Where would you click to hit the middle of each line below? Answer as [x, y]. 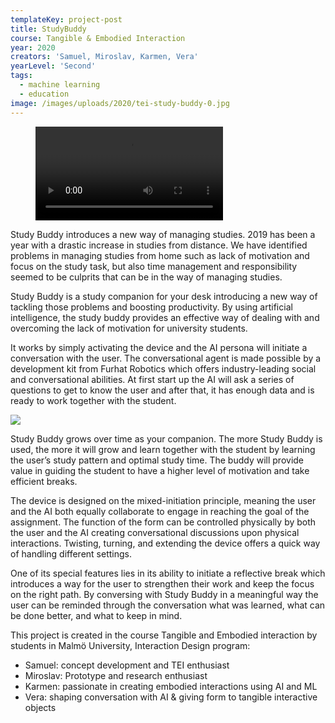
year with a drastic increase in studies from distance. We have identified [159, 245]
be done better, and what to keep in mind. [96, 615]
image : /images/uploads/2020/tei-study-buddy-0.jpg [120, 103]
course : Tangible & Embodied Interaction [98, 38]
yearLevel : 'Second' [53, 66]
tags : [21, 76]
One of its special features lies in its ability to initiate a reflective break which [168, 573]
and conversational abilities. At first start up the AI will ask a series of [152, 379]
